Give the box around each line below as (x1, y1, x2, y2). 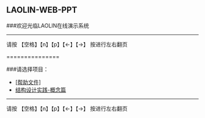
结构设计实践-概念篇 (15, 86, 67, 94)
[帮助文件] (15, 78, 41, 86)
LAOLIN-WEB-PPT (6, 5, 77, 15)
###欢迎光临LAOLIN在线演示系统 (6, 21, 90, 29)
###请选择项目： (6, 65, 49, 73)
